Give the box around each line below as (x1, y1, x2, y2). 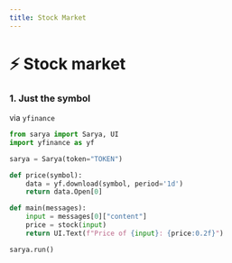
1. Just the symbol (9, 92, 91, 104)
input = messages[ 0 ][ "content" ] (25, 213, 147, 222)
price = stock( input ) (25, 221, 107, 230)
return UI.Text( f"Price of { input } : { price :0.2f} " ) (25, 229, 224, 238)
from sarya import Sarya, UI (9, 130, 119, 140)
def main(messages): (9, 204, 88, 213)
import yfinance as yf (9, 138, 95, 147)
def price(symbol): (9, 170, 83, 180)
